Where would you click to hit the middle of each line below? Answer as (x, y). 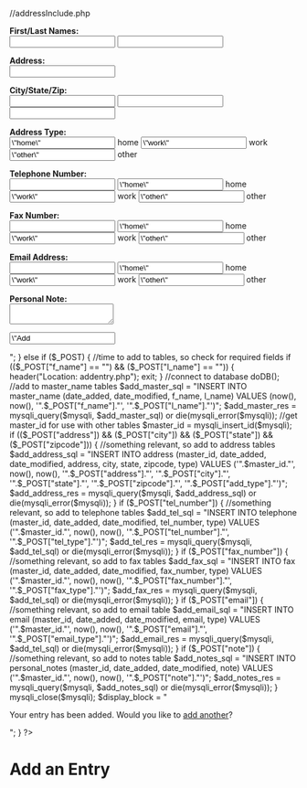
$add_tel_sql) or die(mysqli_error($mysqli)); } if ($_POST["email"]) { (137, 600)
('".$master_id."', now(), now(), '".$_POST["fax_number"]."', (121, 580)
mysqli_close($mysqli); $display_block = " (88, 697)
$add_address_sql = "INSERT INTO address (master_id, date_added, (138, 454)
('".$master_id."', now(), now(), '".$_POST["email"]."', (109, 629)
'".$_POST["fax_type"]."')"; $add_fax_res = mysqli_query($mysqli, (133, 590)
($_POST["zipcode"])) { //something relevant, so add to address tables (143, 444)
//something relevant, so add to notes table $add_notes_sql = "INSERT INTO (153, 658)
